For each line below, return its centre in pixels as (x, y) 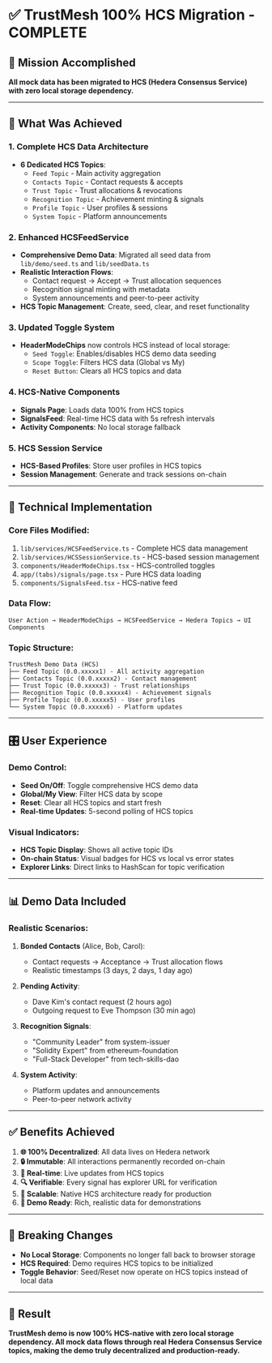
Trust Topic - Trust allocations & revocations (107, 190)
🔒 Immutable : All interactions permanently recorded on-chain (122, 1161)
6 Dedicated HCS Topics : (63, 165)
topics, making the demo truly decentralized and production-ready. (124, 1351)
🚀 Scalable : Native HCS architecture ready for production (116, 1194)
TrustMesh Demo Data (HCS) (54, 665)
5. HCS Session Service (55, 448)
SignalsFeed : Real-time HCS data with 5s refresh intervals (117, 418)
